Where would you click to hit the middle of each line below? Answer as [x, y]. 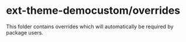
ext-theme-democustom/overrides [93, 11]
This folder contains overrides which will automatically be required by [90, 26]
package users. [25, 32]
